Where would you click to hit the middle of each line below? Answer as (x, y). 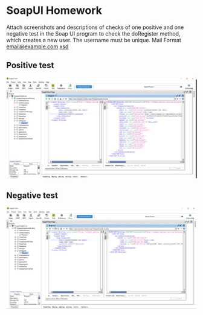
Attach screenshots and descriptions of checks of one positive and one (95, 27)
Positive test (30, 65)
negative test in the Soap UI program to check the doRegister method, (93, 33)
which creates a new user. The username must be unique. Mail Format (94, 40)
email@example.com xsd (37, 46)
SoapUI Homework (54, 11)
